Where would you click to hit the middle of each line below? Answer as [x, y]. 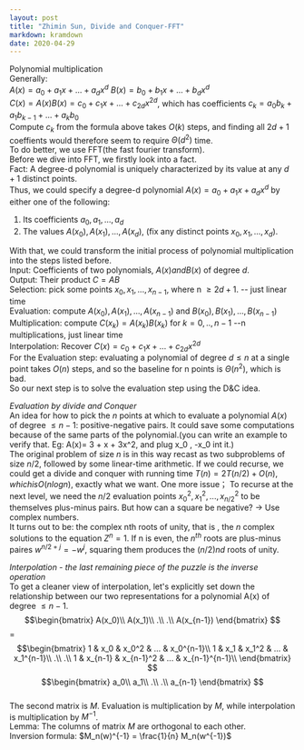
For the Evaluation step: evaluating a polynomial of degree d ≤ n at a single [150, 358]
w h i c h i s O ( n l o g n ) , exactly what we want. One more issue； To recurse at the [152, 484]
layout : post [34, 18]
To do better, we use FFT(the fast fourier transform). [107, 150]
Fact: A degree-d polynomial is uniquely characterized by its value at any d [149, 169]
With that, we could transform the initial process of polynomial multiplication [152, 251]
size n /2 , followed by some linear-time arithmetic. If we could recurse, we [147, 464]
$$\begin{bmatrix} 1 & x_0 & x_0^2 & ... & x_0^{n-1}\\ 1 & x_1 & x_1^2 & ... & [152, 648]
